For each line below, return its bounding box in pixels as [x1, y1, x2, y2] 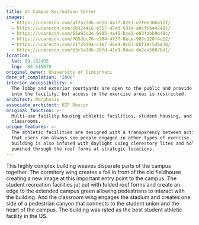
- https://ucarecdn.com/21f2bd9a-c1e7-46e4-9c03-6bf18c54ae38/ [11, 42, 171, 48]
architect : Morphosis [6, 96, 60, 102]
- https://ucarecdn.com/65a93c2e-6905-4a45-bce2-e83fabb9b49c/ [11, 31, 171, 37]
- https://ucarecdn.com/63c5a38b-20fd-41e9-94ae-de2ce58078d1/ [11, 47, 171, 53]
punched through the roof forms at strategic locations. [11, 146, 155, 152]
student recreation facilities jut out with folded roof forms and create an [6, 181, 181, 188]
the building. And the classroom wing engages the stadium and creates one [6, 193, 191, 201]
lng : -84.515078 [11, 63, 52, 70]
